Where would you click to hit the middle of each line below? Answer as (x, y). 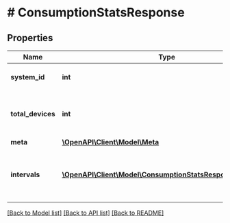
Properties (30, 38)
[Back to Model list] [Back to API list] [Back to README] (86, 213)
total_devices (33, 114)
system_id (28, 77)
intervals (25, 174)
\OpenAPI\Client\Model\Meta (111, 142)
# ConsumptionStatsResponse (96, 13)
